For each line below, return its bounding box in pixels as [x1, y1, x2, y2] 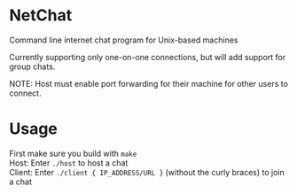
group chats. [9, 61, 56, 72]
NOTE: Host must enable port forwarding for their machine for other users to [9, 78, 288, 89]
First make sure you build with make [9, 148, 137, 159]
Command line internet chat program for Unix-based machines [9, 35, 238, 45]
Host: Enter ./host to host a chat [9, 157, 129, 168]
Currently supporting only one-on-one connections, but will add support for [9, 51, 286, 62]
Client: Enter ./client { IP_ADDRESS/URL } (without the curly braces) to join [9, 167, 285, 177]
